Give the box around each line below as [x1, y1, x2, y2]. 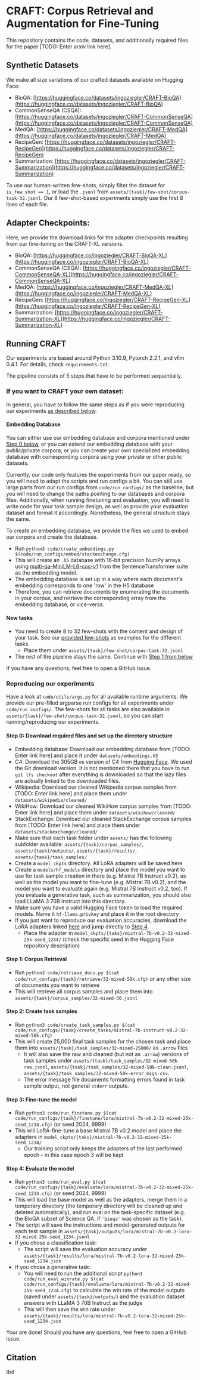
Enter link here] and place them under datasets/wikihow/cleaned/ [14, 808, 176, 816]
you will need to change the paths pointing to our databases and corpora [6, 490, 185, 497]
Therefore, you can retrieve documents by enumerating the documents [14, 588, 189, 595]
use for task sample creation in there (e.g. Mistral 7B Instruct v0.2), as [14, 872, 186, 879]
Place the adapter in [23, 929, 73, 936]
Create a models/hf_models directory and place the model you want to [14, 866, 186, 873]
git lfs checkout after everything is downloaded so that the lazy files [14, 771, 186, 778]
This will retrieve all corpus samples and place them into [14, 987, 153, 995]
